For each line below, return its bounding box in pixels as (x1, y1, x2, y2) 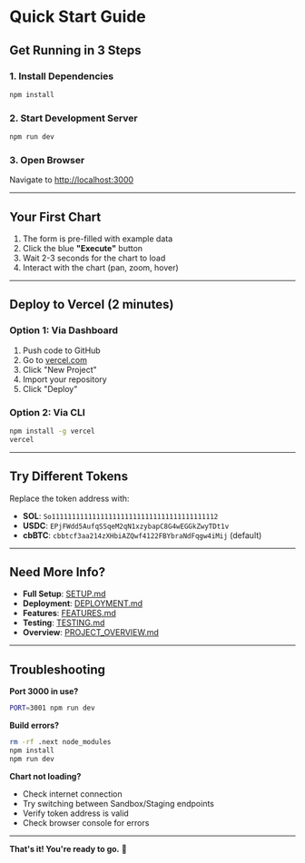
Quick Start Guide (9, 6, 147, 27)
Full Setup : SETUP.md (22, 588, 106, 600)
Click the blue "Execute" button (22, 243, 143, 254)
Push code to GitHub (22, 345, 102, 356)
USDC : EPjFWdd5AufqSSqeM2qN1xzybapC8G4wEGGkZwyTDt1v (22, 520, 230, 531)
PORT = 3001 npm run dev (9, 703, 95, 713)
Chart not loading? (9, 770, 82, 781)
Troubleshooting (9, 662, 106, 677)
